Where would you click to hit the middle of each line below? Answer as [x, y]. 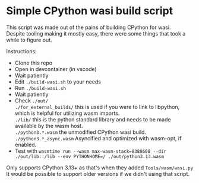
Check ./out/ [31, 100]
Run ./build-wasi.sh [40, 88]
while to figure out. [29, 40]
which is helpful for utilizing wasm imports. [67, 113]
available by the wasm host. [49, 126]
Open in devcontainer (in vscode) [56, 69]
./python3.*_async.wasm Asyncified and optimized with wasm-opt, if [98, 138]
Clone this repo [33, 63]
